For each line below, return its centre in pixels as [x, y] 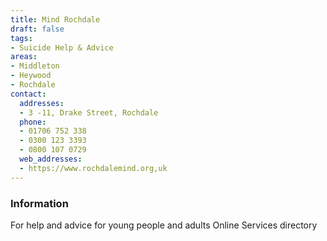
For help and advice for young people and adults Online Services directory [164, 225]
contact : [28, 94]
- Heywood [31, 76]
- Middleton [35, 66]
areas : [24, 57]
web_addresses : [51, 159]
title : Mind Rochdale [55, 19]
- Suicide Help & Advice [62, 47]
